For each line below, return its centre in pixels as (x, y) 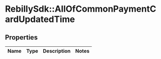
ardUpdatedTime (40, 19)
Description (57, 51)
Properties (21, 37)
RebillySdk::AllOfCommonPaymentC (81, 9)
